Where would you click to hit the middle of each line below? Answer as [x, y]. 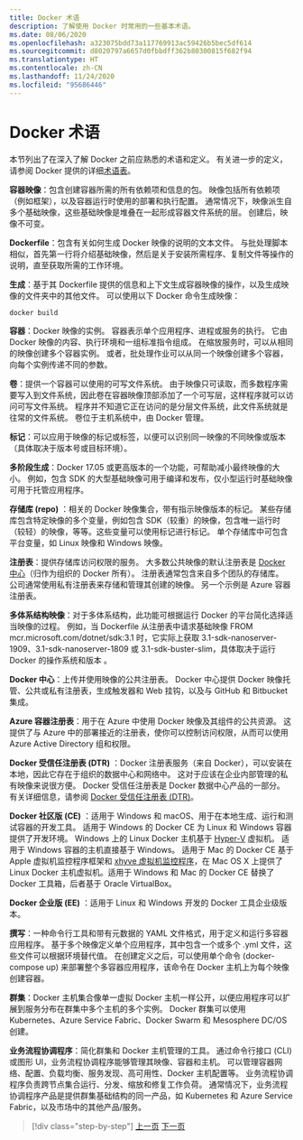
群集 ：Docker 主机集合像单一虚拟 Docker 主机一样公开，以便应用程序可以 [146, 997]
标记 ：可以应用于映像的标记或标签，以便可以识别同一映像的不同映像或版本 [147, 437]
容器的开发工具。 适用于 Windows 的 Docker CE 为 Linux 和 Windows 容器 [154, 828]
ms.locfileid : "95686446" [58, 85]
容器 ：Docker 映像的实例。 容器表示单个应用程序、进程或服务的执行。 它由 [149, 331]
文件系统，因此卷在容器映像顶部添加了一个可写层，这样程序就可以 [163, 395]
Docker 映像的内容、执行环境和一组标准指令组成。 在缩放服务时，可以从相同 [151, 342]
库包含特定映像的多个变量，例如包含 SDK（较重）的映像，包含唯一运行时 [145, 521]
